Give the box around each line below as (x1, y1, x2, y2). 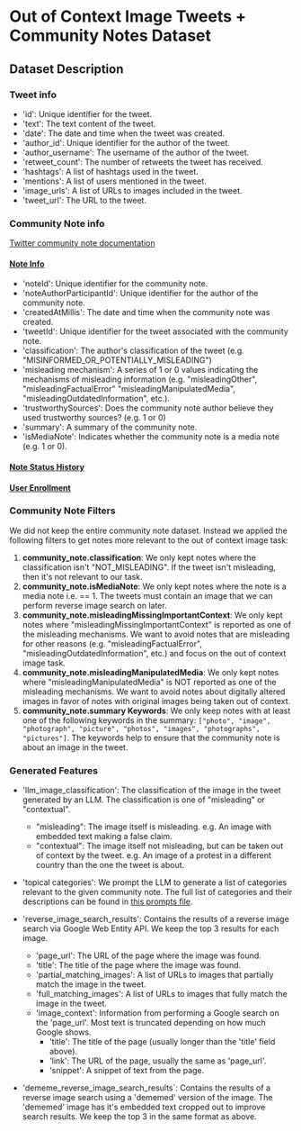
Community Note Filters (9, 504, 116, 517)
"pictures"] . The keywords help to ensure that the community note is (22, 732, 280, 743)
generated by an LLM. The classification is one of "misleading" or (22, 794, 265, 805)
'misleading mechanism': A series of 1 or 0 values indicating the (22, 365, 259, 375)
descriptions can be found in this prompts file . (22, 896, 193, 907)
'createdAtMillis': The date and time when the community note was (22, 307, 270, 318)
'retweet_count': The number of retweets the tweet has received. (22, 156, 263, 167)
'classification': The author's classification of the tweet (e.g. (22, 345, 244, 357)
